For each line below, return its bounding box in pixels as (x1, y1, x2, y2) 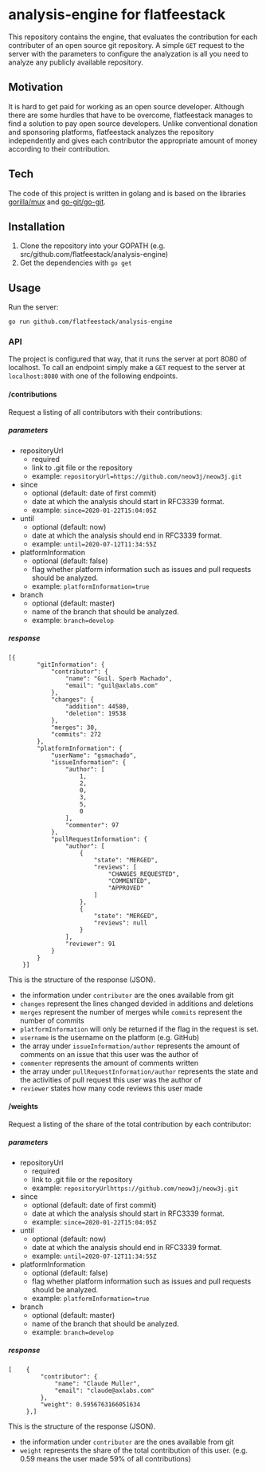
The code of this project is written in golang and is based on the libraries (8, 188, 247, 198)
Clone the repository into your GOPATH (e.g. (19, 241, 166, 250)
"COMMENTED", (108, 877, 151, 885)
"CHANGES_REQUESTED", (108, 870, 180, 878)
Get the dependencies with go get (19, 258, 133, 268)
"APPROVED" (108, 884, 145, 892)
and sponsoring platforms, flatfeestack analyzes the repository (8, 127, 214, 136)
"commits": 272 (50, 730, 102, 739)
